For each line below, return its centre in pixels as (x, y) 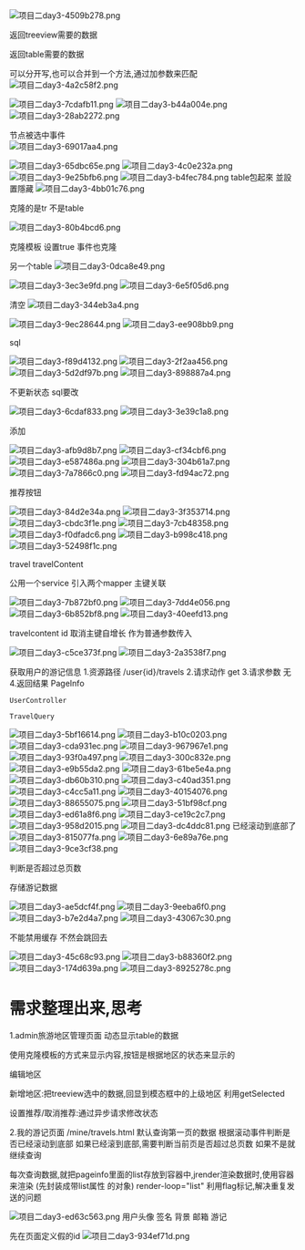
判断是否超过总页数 (46, 868)
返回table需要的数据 (47, 54)
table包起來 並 (257, 177)
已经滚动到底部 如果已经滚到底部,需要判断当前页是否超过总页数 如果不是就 (156, 1143)
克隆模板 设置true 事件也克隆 (63, 247)
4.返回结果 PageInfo (47, 683)
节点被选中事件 (37, 135)
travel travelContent (46, 564)
